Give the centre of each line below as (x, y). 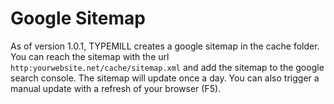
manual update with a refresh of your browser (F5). (116, 88)
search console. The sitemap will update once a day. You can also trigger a (165, 78)
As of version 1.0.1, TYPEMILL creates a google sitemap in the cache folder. (165, 46)
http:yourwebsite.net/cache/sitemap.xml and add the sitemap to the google (167, 67)
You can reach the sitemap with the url (90, 56)
